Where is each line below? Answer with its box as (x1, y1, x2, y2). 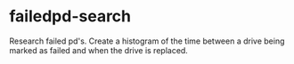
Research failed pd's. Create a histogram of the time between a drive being (9, 36, 285, 46)
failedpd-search (9, 6, 132, 27)
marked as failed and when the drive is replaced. (9, 44, 189, 55)
